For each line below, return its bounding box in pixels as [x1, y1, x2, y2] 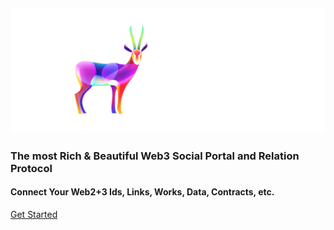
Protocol [10, 161, 53, 175]
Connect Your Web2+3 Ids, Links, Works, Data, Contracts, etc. [10, 186, 275, 198]
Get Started [10, 209, 58, 221]
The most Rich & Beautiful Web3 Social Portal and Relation [10, 149, 300, 163]
